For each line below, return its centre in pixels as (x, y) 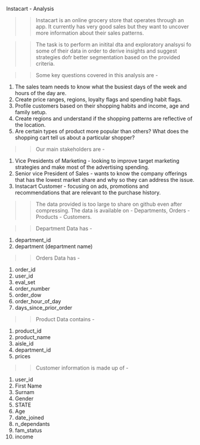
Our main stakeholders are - (70, 149)
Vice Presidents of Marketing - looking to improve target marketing (97, 161)
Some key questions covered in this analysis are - (97, 75)
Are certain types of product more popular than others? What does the (102, 131)
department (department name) (54, 246)
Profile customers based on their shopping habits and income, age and (102, 106)
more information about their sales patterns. (90, 33)
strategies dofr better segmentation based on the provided (108, 57)
